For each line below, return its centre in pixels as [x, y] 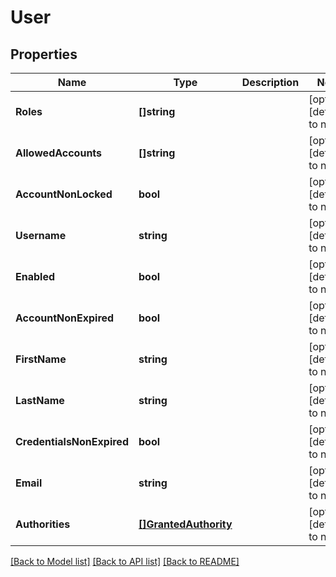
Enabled [35, 276]
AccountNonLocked [64, 194]
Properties [44, 54]
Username [41, 235]
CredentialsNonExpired [72, 441]
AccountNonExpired [65, 318]
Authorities [43, 524]
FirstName [41, 359]
